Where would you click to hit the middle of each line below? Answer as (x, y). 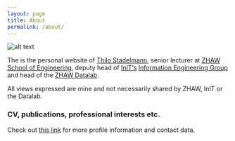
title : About (26, 20)
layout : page (26, 14)
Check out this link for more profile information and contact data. (101, 130)
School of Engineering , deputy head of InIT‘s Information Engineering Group (118, 68)
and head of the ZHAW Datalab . (53, 75)
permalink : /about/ (36, 27)
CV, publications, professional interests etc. (84, 114)
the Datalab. (25, 96)
